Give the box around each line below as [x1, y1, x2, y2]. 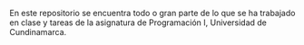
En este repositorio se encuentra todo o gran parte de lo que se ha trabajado [9, 8, 296, 18]
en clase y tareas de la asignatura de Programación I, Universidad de [9, 17, 268, 28]
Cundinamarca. [9, 27, 67, 37]
